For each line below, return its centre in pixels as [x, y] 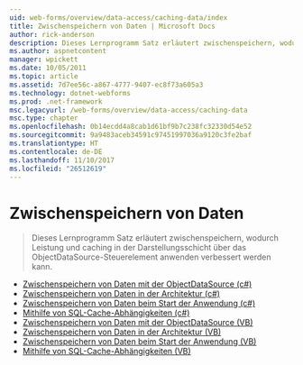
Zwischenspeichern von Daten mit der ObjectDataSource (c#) [137, 284]
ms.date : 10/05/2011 [48, 68]
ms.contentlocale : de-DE [56, 151]
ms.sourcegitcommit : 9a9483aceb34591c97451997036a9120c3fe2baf [131, 135]
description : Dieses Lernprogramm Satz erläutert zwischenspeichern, [143, 43]
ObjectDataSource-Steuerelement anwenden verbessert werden [151, 257]
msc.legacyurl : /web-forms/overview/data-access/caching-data [129, 110]
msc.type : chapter [44, 118]
